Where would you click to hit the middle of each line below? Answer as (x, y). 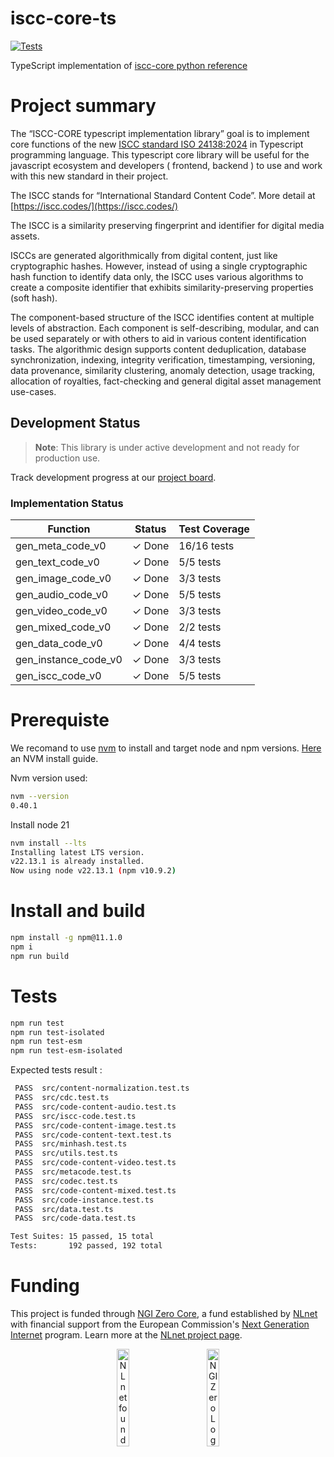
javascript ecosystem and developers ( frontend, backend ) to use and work (166, 165)
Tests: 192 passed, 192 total (86, 1246)
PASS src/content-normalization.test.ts (102, 1088)
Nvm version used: (49, 778)
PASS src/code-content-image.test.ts (95, 1125)
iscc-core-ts (63, 18)
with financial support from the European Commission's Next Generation (160, 1324)
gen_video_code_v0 (61, 610)
